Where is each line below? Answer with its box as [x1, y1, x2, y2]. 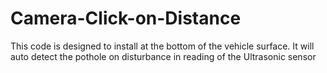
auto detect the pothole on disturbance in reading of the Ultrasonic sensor [10, 50, 317, 62]
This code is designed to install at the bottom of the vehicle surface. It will [10, 40, 315, 52]
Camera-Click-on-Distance [10, 7, 242, 30]
